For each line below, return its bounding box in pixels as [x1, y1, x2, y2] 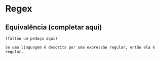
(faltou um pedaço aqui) [5, 36, 58, 41]
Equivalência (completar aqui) [5, 23, 102, 31]
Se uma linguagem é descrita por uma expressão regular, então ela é [5, 45, 155, 50]
